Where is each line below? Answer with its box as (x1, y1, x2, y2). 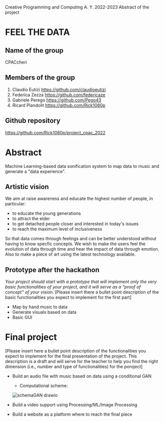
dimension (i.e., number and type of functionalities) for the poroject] (5, 364, 143, 370)
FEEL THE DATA (5, 27, 70, 38)
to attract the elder (12, 216, 50, 222)
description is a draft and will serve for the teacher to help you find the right (5, 358, 158, 364)
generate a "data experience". (5, 168, 66, 174)
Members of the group (5, 73, 75, 82)
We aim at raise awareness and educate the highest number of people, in (5, 195, 153, 201)
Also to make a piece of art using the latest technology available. (5, 251, 136, 258)
